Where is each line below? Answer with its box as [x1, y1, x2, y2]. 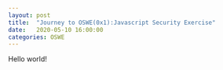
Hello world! [8, 54, 47, 64]
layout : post [8, 11, 51, 19]
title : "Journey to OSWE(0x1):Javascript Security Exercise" [8, 19, 216, 26]
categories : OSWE [8, 33, 65, 41]
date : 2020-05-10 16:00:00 [8, 26, 104, 33]
